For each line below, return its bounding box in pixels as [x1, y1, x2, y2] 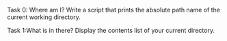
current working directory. [7, 13, 81, 21]
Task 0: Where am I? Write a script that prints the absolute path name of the [7, 6, 221, 14]
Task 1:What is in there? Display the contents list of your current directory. [7, 27, 215, 34]
